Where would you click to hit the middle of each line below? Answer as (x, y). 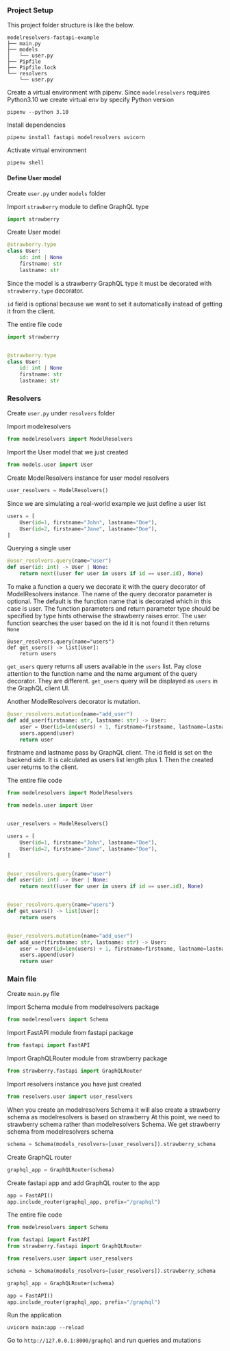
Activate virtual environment (47, 150)
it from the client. (31, 311)
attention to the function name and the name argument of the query (102, 674)
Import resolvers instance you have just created (74, 1084)
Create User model (34, 232)
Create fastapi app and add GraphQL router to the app (84, 1183)
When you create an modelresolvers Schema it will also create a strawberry (114, 1110)
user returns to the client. (43, 767)
